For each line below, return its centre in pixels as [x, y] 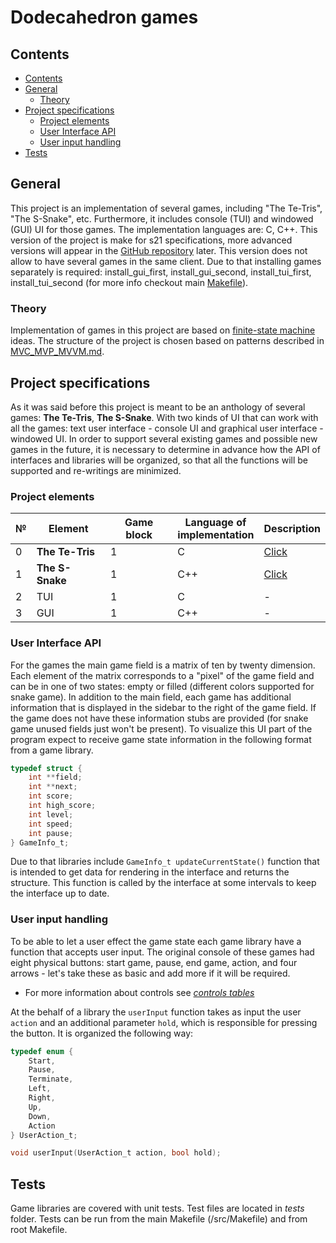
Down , [40, 1116]
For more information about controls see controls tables [139, 992]
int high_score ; [62, 806]
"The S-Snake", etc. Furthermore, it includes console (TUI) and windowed [162, 218]
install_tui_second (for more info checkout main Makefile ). [129, 282]
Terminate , [51, 1079]
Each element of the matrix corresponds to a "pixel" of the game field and [162, 675]
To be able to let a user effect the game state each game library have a [156, 941]
